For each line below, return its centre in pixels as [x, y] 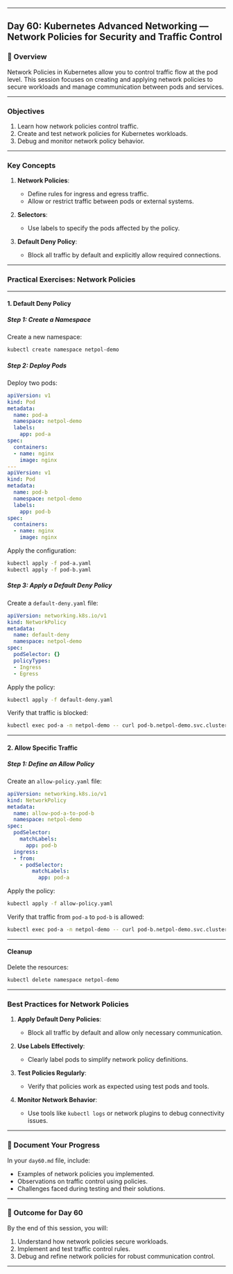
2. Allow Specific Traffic [43, 748]
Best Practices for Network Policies [68, 1004]
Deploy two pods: [32, 383]
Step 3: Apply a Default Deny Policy [60, 585]
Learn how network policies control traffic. [78, 126]
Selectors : [32, 215]
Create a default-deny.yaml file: [53, 603]
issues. [38, 1121]
